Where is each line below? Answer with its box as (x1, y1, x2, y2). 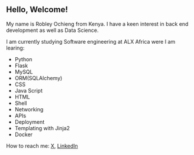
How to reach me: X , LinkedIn (6, 142, 78, 149)
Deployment (14, 118, 45, 126)
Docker (14, 131, 33, 138)
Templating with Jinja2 (14, 124, 70, 131)
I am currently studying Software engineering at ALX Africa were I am (6, 38, 176, 45)
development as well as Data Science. (6, 27, 99, 34)
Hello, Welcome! (6, 5, 68, 15)
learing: (6, 44, 25, 51)
